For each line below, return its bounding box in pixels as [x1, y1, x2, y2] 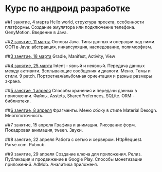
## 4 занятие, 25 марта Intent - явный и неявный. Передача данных [5, 63, 145, 69]
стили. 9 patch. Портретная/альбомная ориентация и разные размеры [5, 73, 152, 79]
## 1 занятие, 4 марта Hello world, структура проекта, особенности [5, 19, 144, 25]
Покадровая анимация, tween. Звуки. [5, 127, 83, 133]
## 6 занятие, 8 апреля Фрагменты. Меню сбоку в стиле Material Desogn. [5, 107, 158, 113]
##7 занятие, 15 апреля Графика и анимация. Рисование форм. [5, 122, 136, 128]
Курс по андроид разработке [5, 3, 130, 14]
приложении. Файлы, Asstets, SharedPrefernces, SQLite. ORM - [5, 93, 135, 99]
